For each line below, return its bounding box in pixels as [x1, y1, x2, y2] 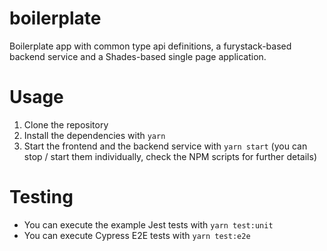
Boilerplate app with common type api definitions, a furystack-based [9, 40, 292, 52]
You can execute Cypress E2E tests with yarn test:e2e [23, 229, 251, 241]
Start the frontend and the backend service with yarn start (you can [23, 140, 308, 152]
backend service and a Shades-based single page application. [9, 50, 267, 62]
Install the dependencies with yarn [23, 129, 166, 141]
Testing [9, 186, 74, 209]
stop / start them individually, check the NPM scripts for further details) [23, 150, 318, 162]
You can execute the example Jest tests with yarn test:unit [23, 218, 274, 231]
